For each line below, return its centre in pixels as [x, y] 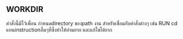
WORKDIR [25, 9]
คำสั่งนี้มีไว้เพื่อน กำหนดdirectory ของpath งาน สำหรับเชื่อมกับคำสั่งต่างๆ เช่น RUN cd [92, 23]
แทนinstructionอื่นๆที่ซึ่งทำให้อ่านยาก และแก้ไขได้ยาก [59, 30]
